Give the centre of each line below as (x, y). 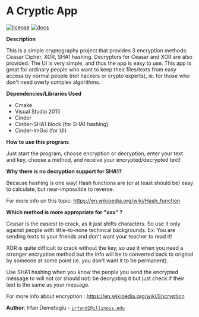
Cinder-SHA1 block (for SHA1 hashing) (61, 124)
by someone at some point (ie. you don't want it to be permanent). (87, 260)
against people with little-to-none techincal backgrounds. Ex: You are (91, 230)
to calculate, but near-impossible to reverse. (60, 189)
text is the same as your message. (48, 284)
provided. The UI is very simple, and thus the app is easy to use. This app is (99, 63)
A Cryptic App (42, 11)
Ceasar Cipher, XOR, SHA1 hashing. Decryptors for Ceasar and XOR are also (99, 57)
